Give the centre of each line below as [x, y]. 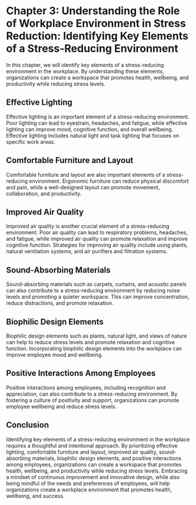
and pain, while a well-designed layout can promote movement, [83, 187]
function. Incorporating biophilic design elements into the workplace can [94, 348]
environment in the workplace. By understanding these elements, [85, 71]
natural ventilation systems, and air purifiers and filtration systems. [87, 251]
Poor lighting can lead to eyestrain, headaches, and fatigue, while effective [97, 123]
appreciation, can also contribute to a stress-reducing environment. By [92, 394]
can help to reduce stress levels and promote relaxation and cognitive [91, 342]
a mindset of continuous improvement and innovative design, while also [93, 477]
